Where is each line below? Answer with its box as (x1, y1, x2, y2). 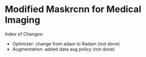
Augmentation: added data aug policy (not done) (12, 46, 115, 52)
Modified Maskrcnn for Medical (5, 4, 141, 15)
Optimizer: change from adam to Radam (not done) (12, 40, 120, 46)
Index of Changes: (5, 31, 44, 37)
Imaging (5, 14, 40, 26)
